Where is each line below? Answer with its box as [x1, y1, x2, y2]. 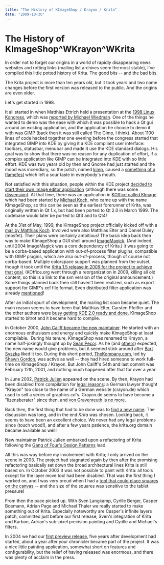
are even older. [5, 90, 35, 96]
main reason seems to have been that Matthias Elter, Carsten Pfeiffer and [5, 305, 153, 311]
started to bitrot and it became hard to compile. [5, 315, 100, 321]
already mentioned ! [5, 290, 45, 296]
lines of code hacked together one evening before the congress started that [5, 135, 158, 141]
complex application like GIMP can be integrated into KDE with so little [5, 156, 147, 162]
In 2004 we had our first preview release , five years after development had [5, 534, 156, 539]
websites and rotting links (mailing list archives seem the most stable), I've [5, 65, 155, 71]
